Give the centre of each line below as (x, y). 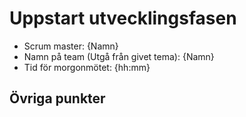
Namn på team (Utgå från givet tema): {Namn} (119, 56)
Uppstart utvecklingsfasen (123, 18)
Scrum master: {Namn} (71, 46)
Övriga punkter (57, 98)
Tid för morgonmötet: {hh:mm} (87, 67)
